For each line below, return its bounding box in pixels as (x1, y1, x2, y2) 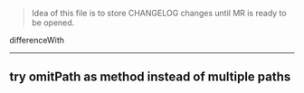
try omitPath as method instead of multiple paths (9, 70, 291, 85)
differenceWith (9, 35, 65, 45)
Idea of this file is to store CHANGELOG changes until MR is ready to (31, 8, 287, 18)
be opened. (31, 17, 75, 28)
